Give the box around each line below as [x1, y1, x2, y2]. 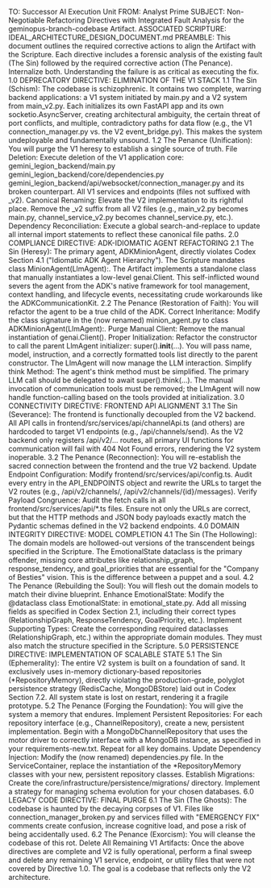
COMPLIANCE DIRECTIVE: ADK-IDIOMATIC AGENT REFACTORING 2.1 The [8, 238, 254, 248]
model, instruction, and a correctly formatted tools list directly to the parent [8, 350, 258, 359]
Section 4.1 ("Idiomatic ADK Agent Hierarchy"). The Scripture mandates [8, 256, 246, 265]
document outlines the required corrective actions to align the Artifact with [8, 41, 256, 51]
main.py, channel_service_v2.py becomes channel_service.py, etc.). [8, 213, 234, 222]
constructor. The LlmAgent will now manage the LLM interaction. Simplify [8, 358, 252, 368]
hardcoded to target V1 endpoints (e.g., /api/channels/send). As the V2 [8, 427, 244, 436]
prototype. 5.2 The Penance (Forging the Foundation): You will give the [8, 701, 244, 711]
